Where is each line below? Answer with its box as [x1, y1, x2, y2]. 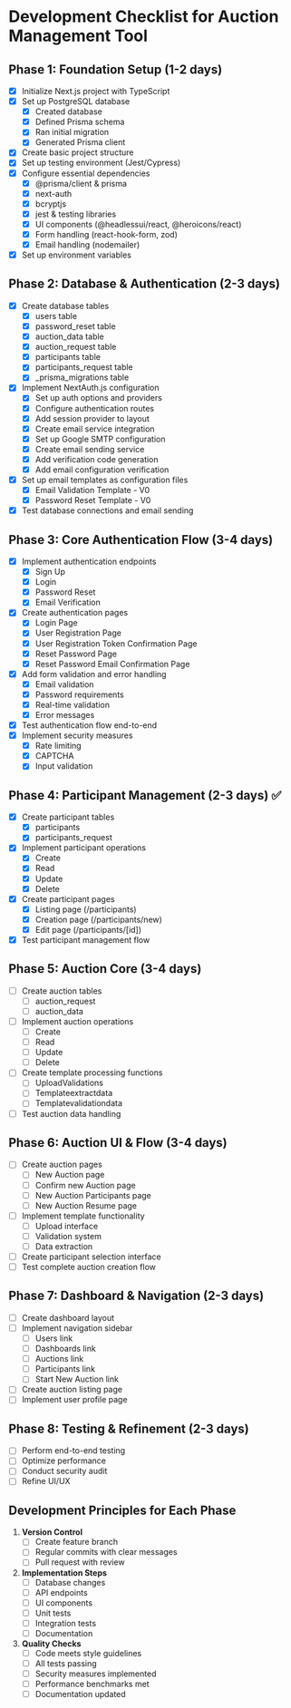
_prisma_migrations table [34, 372, 130, 383]
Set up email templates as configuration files [21, 474, 189, 485]
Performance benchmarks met [34, 1679, 150, 1690]
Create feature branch [34, 1537, 119, 1548]
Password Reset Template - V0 [34, 495, 151, 506]
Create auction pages [21, 1159, 103, 1170]
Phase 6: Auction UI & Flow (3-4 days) [8, 1135, 228, 1150]
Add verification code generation [34, 453, 160, 464]
